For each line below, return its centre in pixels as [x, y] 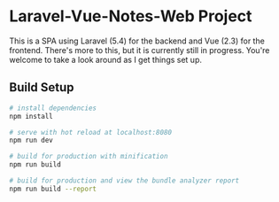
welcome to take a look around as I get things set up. [105, 59]
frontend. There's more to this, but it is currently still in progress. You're [139, 50]
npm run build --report [53, 189]
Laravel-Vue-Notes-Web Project [131, 16]
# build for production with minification [89, 157]
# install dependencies [53, 108]
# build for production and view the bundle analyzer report [124, 181]
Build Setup [42, 87]
